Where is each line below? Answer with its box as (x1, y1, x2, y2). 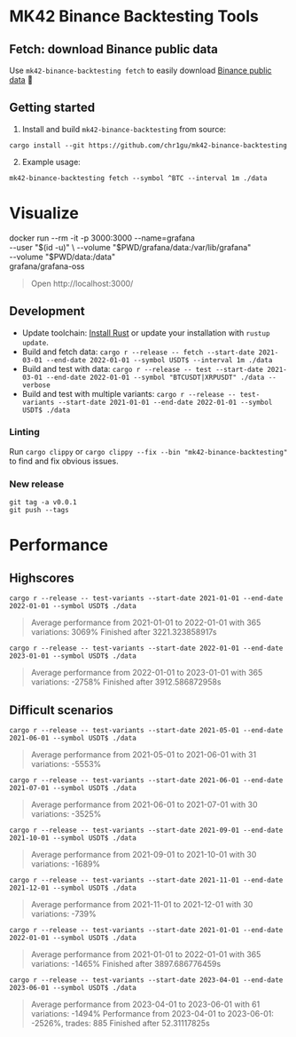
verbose (21, 380, 51, 390)
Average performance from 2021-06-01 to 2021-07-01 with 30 (30, 799, 259, 810)
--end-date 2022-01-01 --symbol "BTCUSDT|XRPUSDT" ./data (45, 373, 265, 382)
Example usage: (21, 156, 82, 167)
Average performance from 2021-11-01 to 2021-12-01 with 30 (30, 898, 253, 909)
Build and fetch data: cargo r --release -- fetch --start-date (21, 346, 255, 357)
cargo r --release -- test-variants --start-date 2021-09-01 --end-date (9, 826, 284, 835)
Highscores (9, 570, 75, 585)
